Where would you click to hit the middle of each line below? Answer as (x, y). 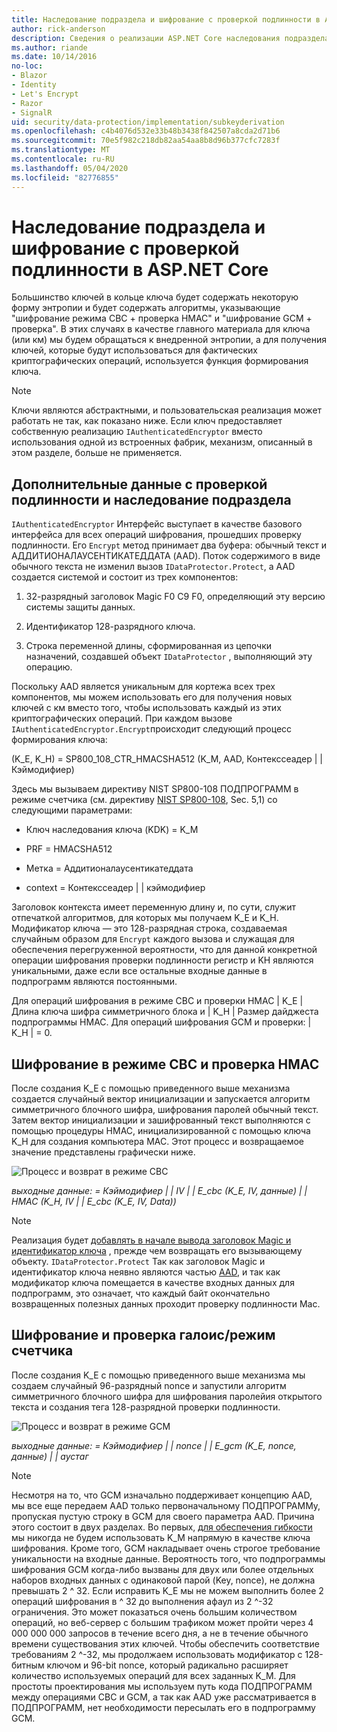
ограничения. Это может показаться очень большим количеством (154, 1612)
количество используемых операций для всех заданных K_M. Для (153, 1675)
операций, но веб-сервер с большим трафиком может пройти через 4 (162, 1622)
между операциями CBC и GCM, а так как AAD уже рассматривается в (164, 1697)
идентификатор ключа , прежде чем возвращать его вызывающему (157, 1251)
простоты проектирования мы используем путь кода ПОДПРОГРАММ (162, 1686)
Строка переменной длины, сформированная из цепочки (149, 646)
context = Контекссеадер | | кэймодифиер (115, 888)
